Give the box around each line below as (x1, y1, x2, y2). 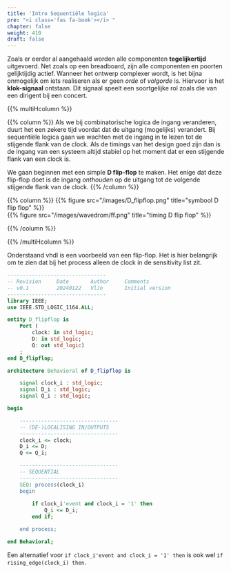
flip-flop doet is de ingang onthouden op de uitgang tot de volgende (7, 175, 201, 184)
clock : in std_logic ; (32, 329, 94, 336)
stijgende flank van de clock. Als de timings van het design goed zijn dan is (7, 140, 221, 148)
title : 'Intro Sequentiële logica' (7, 10, 110, 17)
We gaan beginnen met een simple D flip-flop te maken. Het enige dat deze (7, 168, 222, 177)
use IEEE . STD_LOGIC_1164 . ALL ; (7, 304, 94, 311)
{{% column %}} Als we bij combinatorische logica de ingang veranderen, (7, 118, 217, 126)
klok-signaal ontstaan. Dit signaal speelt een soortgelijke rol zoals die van (7, 84, 217, 93)
